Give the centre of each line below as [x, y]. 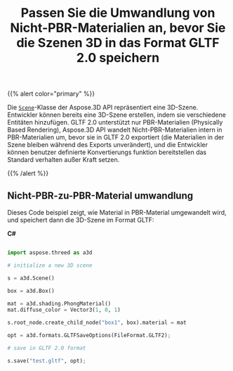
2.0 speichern [118, 58]
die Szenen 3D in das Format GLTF [118, 43]
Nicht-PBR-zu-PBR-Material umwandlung [100, 195]
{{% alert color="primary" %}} [51, 94]
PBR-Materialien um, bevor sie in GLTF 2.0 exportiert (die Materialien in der [116, 137]
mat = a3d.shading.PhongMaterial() [59, 303]
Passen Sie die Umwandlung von [118, 13]
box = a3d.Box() [31, 291]
